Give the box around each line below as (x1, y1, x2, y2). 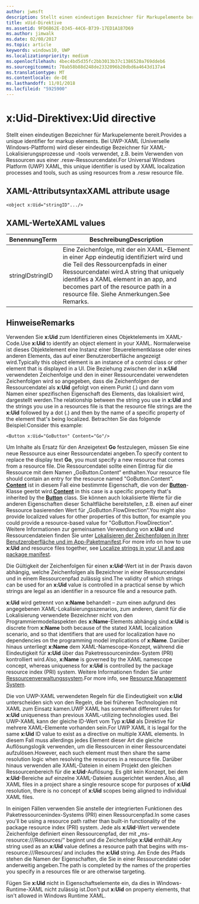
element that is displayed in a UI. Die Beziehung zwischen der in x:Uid (6, 365, 177, 372)
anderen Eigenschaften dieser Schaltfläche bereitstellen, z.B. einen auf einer (6, 500, 193, 507)
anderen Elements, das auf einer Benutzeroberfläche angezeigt (6, 353, 161, 360)
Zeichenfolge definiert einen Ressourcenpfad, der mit (6, 830, 137, 838)
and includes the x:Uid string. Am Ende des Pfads (64, 849, 185, 857)
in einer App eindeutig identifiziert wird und (62, 253, 184, 261)
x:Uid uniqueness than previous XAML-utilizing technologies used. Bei (6, 712, 178, 719)
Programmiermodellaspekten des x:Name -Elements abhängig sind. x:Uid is (6, 618, 190, 625)
